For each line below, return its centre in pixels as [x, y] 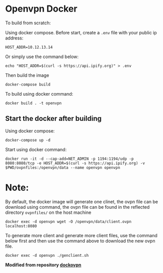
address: [14, 38]
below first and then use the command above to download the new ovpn [80, 241]
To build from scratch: [28, 23]
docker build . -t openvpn [33, 103]
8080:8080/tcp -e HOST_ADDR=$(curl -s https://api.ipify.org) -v [75, 163]
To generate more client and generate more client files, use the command [81, 235]
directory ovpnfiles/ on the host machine [48, 212]
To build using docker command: [39, 94]
